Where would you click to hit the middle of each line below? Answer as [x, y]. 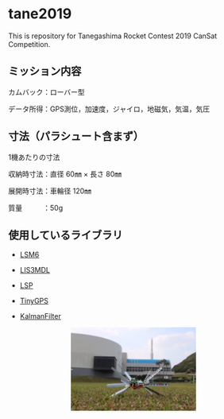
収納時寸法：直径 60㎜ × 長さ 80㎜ [65, 174]
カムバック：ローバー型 [46, 91]
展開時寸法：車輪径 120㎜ [50, 191]
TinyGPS [34, 301]
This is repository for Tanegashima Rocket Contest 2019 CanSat [113, 36]
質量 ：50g [36, 208]
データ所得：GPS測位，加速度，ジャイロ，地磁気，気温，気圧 [109, 109]
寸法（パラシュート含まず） [76, 136]
